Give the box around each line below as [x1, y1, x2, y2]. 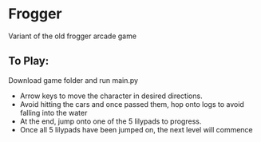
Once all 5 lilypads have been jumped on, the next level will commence [19, 124, 253, 134]
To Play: [8, 54, 49, 68]
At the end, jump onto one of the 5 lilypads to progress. [19, 116, 202, 126]
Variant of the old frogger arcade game [8, 31, 137, 41]
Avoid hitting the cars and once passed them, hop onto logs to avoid [19, 99, 245, 108]
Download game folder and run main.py [8, 75, 138, 85]
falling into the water [19, 108, 88, 117]
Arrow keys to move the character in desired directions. [19, 91, 203, 101]
